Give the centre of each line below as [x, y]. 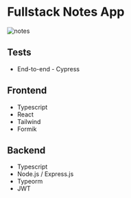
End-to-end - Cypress [48, 69]
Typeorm [30, 182]
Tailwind [29, 121]
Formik [27, 129]
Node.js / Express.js [45, 174]
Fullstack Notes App [66, 12]
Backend [26, 150]
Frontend [27, 91]
